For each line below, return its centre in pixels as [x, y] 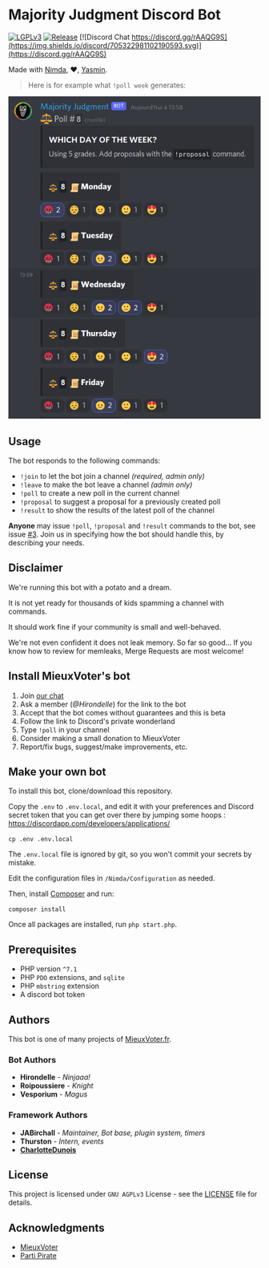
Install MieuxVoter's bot [69, 677]
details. [20, 1203]
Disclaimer [36, 568]
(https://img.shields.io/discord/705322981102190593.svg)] [105, 45]
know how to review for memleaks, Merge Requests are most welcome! [126, 650]
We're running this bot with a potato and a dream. [90, 587]
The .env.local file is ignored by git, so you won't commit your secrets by [130, 854]
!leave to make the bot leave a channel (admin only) [106, 485]
